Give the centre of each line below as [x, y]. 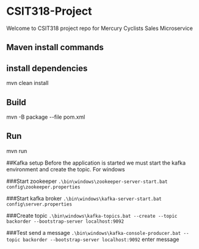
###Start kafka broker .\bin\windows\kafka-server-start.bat [84, 198]
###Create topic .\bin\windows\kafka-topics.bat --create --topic [92, 215]
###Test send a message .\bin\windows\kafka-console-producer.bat [94, 232]
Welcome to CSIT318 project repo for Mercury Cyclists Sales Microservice [100, 28]
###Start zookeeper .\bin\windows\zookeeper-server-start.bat [87, 181]
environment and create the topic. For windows [66, 169]
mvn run [17, 151]
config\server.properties [39, 204]
